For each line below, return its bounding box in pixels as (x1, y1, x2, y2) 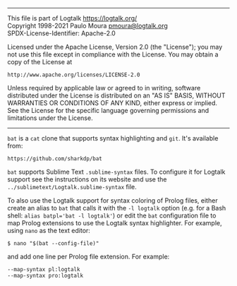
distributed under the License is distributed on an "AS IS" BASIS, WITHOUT (7, 91, 226, 100)
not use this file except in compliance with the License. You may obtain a (7, 50, 219, 59)
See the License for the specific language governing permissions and (7, 107, 209, 114)
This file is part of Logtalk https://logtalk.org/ (7, 14, 138, 22)
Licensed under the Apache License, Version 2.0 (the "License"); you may (7, 43, 223, 51)
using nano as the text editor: (7, 227, 90, 234)
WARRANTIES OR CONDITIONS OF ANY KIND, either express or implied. (7, 99, 217, 107)
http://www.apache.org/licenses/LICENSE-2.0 (7, 71, 140, 78)
